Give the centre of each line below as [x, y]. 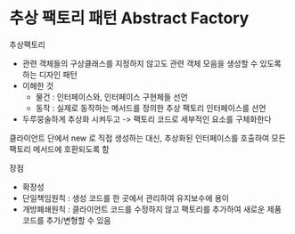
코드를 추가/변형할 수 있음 [66, 220]
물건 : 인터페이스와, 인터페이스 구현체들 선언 [112, 97]
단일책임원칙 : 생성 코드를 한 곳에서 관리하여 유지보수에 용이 [126, 198]
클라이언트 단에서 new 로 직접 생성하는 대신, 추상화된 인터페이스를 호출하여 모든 [148, 138]
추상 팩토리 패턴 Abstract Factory [129, 18]
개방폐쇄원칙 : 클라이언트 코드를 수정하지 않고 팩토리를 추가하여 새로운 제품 [152, 209]
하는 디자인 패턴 [49, 74]
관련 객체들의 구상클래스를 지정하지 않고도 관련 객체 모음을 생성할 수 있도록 [152, 63]
